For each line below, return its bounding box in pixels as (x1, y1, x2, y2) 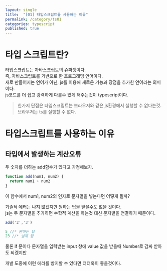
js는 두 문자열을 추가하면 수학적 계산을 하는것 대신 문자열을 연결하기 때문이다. (5, 210, 156, 216)
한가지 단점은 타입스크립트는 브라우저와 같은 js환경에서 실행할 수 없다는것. (17, 102, 162, 108)
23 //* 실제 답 (5, 234, 34, 239)
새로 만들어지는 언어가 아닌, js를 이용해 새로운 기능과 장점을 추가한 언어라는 (5, 79, 152, 85)
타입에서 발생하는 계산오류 (5, 150, 81, 158)
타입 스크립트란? (5, 49, 69, 61)
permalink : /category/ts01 (5, 17, 62, 22)
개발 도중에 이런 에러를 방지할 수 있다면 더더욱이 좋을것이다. (5, 260, 122, 266)
